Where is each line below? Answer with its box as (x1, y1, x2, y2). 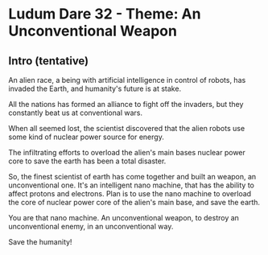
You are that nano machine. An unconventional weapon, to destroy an (8, 213, 240, 222)
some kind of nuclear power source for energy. (8, 132, 165, 142)
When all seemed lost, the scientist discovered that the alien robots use (8, 124, 245, 133)
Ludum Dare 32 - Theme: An (8, 5, 201, 23)
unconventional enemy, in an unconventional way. (8, 222, 174, 231)
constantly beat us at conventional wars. (8, 108, 143, 117)
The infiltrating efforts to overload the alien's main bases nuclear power (8, 148, 245, 157)
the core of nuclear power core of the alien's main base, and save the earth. (8, 198, 260, 207)
